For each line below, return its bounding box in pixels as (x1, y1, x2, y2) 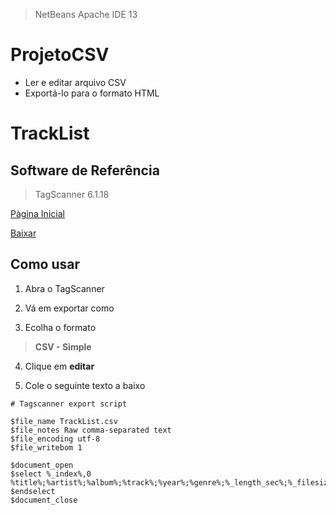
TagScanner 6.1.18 (34, 188, 110, 200)
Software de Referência (10, 162, 160, 179)
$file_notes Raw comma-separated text (10, 425, 172, 435)
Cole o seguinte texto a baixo (24, 379, 146, 391)
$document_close (10, 495, 78, 505)
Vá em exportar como (24, 302, 115, 314)
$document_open (10, 460, 74, 470)
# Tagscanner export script (10, 399, 128, 409)
